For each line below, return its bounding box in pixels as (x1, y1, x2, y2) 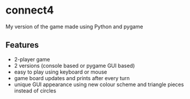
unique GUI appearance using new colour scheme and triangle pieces (14, 81, 184, 88)
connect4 (5, 4, 54, 17)
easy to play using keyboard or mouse (14, 68, 107, 75)
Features (5, 40, 39, 50)
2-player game (14, 55, 51, 62)
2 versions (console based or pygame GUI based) (14, 62, 135, 69)
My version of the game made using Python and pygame (5, 23, 143, 30)
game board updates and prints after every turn (14, 74, 130, 81)
